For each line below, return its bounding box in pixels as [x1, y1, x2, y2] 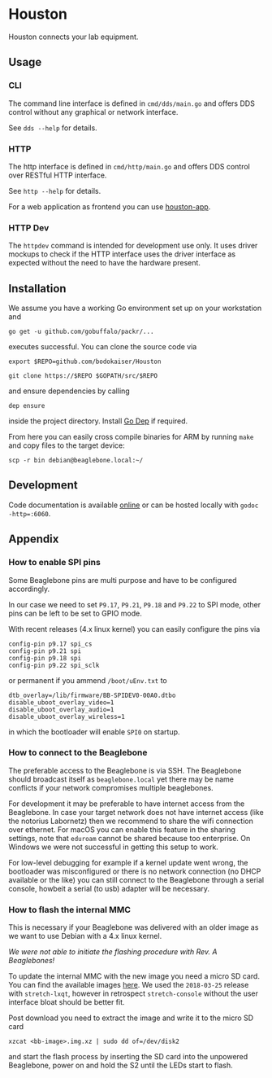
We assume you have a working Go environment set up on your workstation [8, 303, 262, 313]
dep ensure [8, 402, 45, 410]
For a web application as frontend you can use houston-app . [8, 201, 211, 212]
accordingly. [8, 584, 50, 594]
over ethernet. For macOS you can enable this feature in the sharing [8, 824, 235, 835]
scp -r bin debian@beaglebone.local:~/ [8, 457, 144, 465]
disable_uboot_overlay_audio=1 [8, 705, 114, 713]
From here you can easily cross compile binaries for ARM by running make [8, 432, 254, 442]
